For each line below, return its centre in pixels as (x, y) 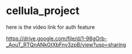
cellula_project (43, 11)
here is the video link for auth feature (51, 27)
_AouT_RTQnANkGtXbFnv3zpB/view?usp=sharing (66, 45)
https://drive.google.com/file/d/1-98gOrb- (56, 38)
